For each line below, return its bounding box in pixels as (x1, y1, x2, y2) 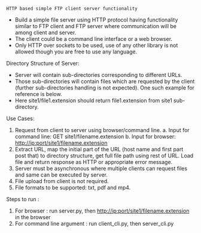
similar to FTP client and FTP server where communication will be (14, 23, 176, 29)
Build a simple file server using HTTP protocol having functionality (14, 16, 178, 23)
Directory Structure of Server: (6, 60, 80, 67)
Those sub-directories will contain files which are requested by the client (14, 78, 195, 85)
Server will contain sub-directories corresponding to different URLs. (14, 71, 182, 78)
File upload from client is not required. (14, 178, 109, 184)
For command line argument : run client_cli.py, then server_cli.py (14, 220, 174, 227)
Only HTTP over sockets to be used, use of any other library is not (14, 42, 178, 49)
